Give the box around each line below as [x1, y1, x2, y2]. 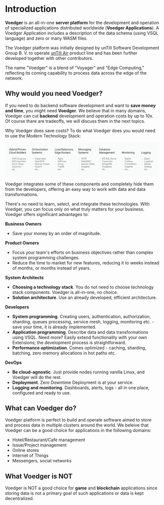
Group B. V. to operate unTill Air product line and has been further [5, 50, 138, 56]
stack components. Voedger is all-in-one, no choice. [12, 289, 118, 295]
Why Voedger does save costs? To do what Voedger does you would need [5, 128, 156, 133]
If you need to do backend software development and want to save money [5, 102, 156, 108]
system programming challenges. [12, 254, 80, 261]
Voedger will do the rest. [12, 374, 62, 380]
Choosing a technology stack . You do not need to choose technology [12, 284, 154, 290]
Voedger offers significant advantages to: [5, 211, 89, 217]
